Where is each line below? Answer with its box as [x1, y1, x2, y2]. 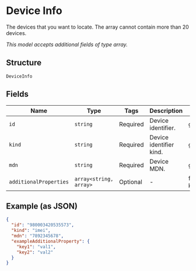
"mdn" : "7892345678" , [11, 233, 64, 239]
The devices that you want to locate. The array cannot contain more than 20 [6, 23, 190, 30]
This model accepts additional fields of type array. [6, 41, 128, 48]
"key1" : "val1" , [16, 244, 57, 249]
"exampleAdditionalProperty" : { [11, 238, 90, 244]
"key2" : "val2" [16, 249, 54, 255]
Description [149, 106, 183, 114]
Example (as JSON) [6, 201, 78, 211]
